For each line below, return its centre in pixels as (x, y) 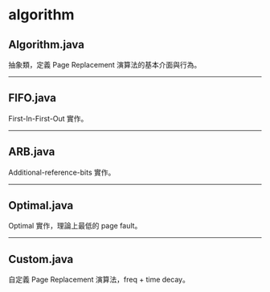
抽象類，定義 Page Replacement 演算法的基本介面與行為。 (105, 65)
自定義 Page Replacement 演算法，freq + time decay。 (99, 280)
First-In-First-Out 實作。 (48, 118)
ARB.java (32, 152)
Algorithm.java (46, 45)
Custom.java (41, 259)
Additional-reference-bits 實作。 (62, 172)
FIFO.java (32, 98)
